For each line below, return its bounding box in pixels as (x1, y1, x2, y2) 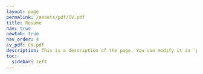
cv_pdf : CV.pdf (6, 42, 45, 48)
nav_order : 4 (6, 36, 39, 42)
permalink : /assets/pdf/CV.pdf (6, 14, 85, 20)
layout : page (6, 8, 39, 15)
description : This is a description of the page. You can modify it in (6, 48, 190, 54)
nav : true (6, 25, 31, 32)
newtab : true (6, 31, 39, 37)
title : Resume (6, 20, 42, 26)
